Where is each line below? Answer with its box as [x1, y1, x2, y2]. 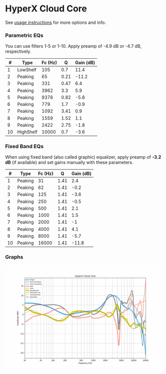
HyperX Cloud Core [5, 3, 87, 14]
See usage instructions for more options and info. [5, 19, 107, 25]
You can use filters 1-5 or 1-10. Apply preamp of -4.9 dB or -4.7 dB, [5, 43, 142, 49]
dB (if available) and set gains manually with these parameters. [5, 160, 134, 166]
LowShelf [17, 67, 37, 73]
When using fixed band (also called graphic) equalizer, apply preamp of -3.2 [5, 154, 162, 160]
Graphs [5, 254, 23, 261]
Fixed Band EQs [5, 143, 44, 150]
